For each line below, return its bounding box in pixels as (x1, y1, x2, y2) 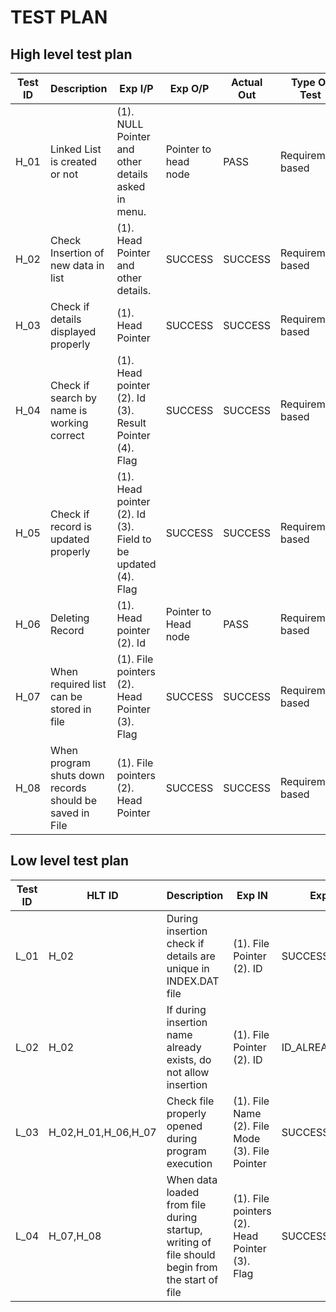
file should (166, 1247, 216, 1261)
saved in (49, 806, 90, 820)
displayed (49, 325, 97, 338)
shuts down (49, 769, 105, 782)
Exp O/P (169, 82, 210, 95)
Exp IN (236, 888, 268, 902)
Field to (116, 532, 152, 546)
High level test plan (10, 46, 133, 63)
